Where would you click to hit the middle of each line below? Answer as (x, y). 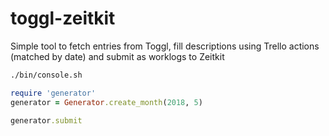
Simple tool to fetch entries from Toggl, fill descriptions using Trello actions (165, 46)
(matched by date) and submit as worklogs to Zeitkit (117, 56)
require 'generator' (53, 93)
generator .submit (46, 120)
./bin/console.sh (46, 75)
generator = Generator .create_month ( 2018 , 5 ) (106, 102)
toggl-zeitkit (63, 18)
